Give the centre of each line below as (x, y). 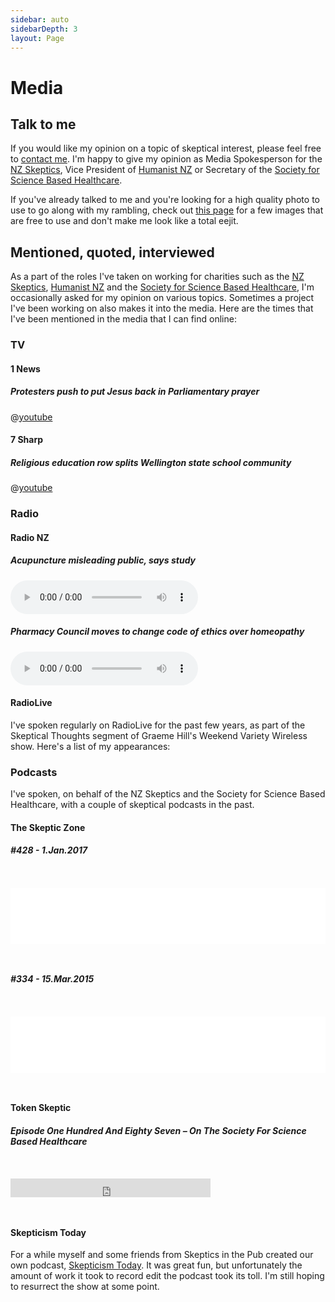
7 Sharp (27, 440)
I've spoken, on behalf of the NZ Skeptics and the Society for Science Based (168, 794)
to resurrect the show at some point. (85, 1287)
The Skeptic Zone (48, 827)
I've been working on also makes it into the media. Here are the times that (162, 308)
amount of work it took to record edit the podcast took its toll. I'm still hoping (167, 1276)
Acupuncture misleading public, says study (103, 560)
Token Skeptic (41, 1108)
